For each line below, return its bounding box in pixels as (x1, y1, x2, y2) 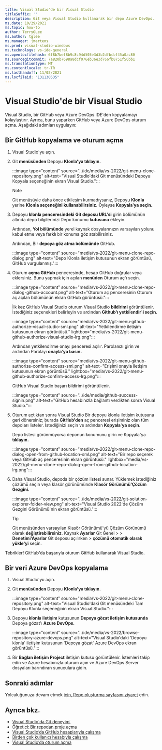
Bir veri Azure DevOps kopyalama (5, 564, 108, 572)
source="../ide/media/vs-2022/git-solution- (61, 496, 148, 502)
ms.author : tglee (5, 34, 40, 39)
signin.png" (12, 397, 35, 403)
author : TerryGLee (5, 30, 42, 34)
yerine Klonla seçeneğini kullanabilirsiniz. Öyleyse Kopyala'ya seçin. (12, 202, 153, 208)
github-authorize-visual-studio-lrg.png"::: (12, 334, 95, 340)
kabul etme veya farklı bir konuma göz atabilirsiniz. (12, 231, 114, 237)
